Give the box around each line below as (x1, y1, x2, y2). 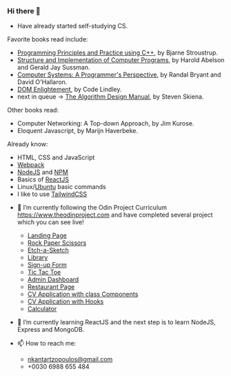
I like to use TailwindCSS (17, 190, 88, 199)
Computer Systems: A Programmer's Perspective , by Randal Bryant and (17, 70, 221, 79)
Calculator (27, 305, 57, 313)
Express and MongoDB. (17, 326, 85, 334)
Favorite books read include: (7, 35, 88, 43)
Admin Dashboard (27, 275, 79, 284)
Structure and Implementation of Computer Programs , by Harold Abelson (17, 56, 225, 64)
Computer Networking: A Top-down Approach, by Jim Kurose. (17, 119, 194, 128)
